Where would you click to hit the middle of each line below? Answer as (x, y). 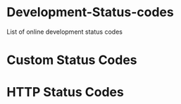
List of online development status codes (64, 32)
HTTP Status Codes (65, 92)
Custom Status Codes (72, 60)
